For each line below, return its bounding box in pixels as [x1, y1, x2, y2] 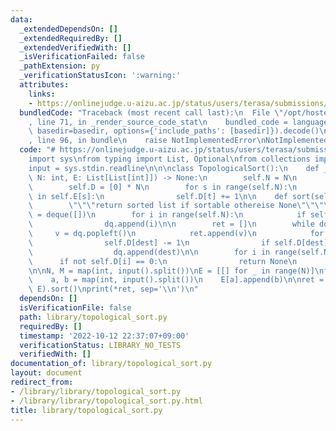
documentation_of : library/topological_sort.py [10, 359, 213, 369]
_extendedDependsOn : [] [19, 24, 118, 34]
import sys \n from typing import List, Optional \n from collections [28, 154, 311, 164]
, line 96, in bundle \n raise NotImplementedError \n [28, 136, 267, 146]
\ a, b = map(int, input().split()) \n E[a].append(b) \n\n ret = [28, 275, 325, 285]
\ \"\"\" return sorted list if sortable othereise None [28, 201, 298, 211]
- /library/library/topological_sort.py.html [10, 396, 203, 406]
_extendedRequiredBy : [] [19, 33, 123, 43]
